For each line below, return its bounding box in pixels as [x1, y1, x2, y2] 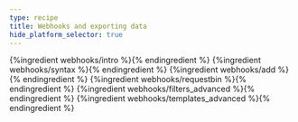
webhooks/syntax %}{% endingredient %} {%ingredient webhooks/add [9, 64, 276, 75]
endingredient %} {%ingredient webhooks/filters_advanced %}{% [9, 83, 256, 95]
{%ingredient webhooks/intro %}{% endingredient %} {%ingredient [9, 55, 262, 66]
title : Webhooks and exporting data [9, 22, 147, 31]
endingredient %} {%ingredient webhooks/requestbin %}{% [22, 74, 247, 85]
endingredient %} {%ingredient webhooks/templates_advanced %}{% [9, 93, 271, 104]
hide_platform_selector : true [9, 30, 124, 39]
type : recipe [9, 13, 59, 23]
